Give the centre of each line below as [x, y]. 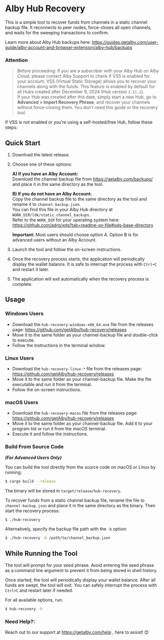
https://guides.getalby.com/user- [125, 42]
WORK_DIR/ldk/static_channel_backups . [51, 215]
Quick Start [23, 143]
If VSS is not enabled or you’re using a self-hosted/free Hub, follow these [79, 122]
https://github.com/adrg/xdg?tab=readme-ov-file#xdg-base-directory [83, 225]
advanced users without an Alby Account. [54, 240]
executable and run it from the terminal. [52, 385]
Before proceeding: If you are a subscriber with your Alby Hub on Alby [88, 71]
